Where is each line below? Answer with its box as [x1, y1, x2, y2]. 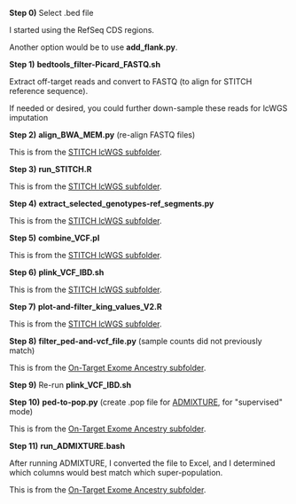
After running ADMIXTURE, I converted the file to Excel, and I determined [9, 458, 276, 469]
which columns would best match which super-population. [9, 468, 223, 477]
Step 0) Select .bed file [9, 8, 94, 18]
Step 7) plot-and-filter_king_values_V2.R [9, 302, 162, 311]
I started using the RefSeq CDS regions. [9, 25, 155, 35]
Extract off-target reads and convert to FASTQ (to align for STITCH [9, 76, 253, 87]
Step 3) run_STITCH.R [9, 164, 92, 174]
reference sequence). [9, 86, 89, 96]
